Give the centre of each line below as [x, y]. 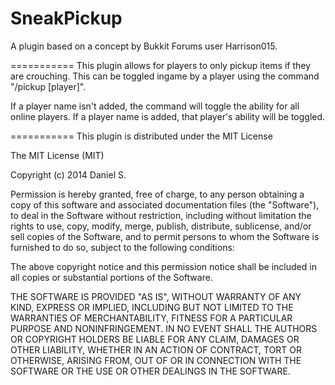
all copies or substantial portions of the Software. [111, 277]
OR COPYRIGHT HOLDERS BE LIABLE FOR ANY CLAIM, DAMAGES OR [155, 339]
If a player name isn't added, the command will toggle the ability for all [155, 106]
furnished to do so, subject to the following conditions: [122, 247]
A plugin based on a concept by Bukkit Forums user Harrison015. [144, 46]
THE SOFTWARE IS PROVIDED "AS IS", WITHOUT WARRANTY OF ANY [156, 296]
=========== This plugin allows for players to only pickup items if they [161, 65]
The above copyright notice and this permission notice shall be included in [163, 266]
